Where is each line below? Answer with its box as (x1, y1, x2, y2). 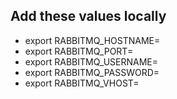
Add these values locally (10, 8, 167, 25)
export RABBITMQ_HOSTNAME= (24, 34, 161, 46)
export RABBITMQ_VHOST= (24, 77, 140, 89)
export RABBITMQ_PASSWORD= (24, 66, 160, 78)
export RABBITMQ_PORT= (24, 45, 134, 57)
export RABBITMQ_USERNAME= (24, 55, 159, 68)
